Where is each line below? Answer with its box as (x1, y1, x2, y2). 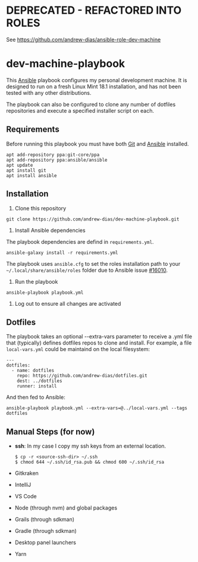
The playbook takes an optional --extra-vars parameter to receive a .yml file (6, 333, 192, 340)
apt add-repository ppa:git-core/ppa (6, 151, 100, 158)
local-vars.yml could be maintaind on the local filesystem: (6, 346, 150, 353)
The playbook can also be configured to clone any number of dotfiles (6, 101, 176, 108)
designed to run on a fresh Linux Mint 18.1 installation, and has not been (6, 83, 181, 90)
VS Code (14, 493, 37, 500)
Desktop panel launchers (14, 539, 76, 546)
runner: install (17, 383, 58, 389)
